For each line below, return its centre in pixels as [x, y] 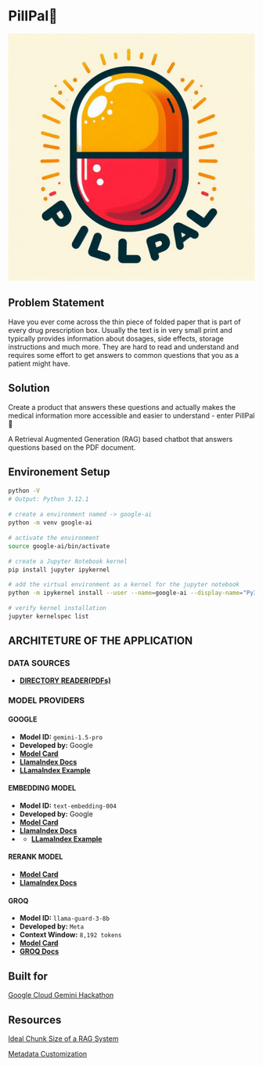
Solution [29, 388]
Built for [28, 976]
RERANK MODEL [36, 857]
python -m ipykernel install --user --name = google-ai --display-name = [126, 593]
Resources [35, 1020]
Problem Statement [56, 303]
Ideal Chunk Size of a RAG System [63, 1039]
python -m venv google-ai [50, 523]
